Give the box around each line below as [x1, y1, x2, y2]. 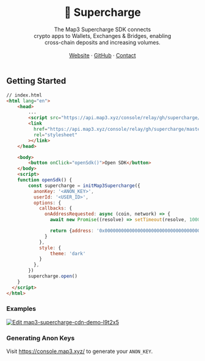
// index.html [6, 92, 43, 98]
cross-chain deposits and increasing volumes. [45, 38, 160, 46]
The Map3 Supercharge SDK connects [54, 26, 151, 33]
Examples [6, 305, 37, 313]
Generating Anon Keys [6, 334, 75, 342]
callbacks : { [38, 205, 72, 211]
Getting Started [6, 76, 67, 86]
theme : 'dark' [49, 250, 86, 257]
